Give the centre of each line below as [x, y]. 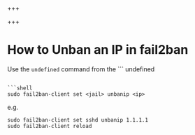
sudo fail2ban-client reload [50, 126]
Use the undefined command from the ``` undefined [81, 69]
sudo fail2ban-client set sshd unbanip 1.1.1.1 [78, 120]
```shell [20, 88]
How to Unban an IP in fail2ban [98, 50]
